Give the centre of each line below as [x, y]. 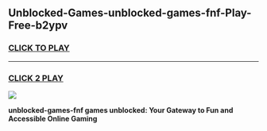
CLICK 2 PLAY [36, 78]
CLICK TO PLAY [39, 48]
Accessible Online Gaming [53, 118]
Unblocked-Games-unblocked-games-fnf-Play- [130, 13]
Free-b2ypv [38, 26]
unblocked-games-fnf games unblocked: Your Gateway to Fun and [121, 110]
